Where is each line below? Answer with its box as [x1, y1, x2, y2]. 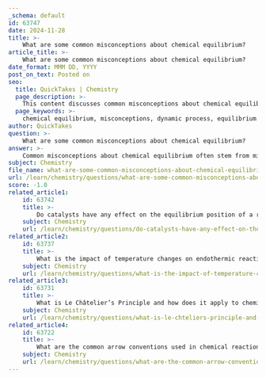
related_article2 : [8, 233, 69, 241]
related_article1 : [8, 188, 69, 197]
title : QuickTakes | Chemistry [15, 85, 119, 94]
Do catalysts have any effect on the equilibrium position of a [36, 211, 253, 219]
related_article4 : [8, 321, 69, 329]
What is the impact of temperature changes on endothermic [36, 254, 236, 262]
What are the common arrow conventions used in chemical [36, 343, 228, 351]
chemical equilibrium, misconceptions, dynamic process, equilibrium [22, 115, 257, 123]
